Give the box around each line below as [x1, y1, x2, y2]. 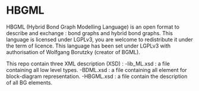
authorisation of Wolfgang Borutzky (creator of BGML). [6, 48, 141, 55]
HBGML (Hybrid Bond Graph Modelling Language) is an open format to [6, 23, 180, 30]
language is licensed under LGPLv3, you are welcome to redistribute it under [6, 36, 193, 43]
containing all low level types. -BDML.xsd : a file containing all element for [6, 66, 187, 73]
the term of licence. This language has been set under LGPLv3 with [6, 42, 171, 49]
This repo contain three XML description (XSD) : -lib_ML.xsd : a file [6, 60, 170, 67]
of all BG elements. [6, 79, 52, 86]
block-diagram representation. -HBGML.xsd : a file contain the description [6, 73, 188, 80]
